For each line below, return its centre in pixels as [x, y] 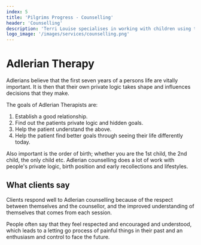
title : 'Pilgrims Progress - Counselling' [60, 17]
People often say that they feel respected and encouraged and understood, [99, 224]
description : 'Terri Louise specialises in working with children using [99, 29]
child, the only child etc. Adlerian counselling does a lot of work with [90, 160]
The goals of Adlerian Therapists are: [52, 105]
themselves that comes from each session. [59, 212]
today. [23, 142]
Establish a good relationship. [51, 116]
